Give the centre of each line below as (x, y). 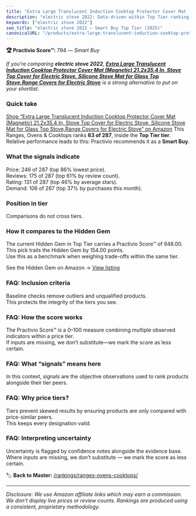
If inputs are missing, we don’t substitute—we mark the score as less (89, 342)
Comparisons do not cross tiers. (45, 216)
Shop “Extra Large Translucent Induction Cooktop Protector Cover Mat (91, 117)
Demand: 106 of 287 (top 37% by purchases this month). (74, 188)
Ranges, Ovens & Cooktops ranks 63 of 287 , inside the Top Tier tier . (88, 135)
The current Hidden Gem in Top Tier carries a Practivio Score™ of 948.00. (94, 244)
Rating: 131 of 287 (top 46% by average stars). (62, 182)
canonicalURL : (23, 33)
